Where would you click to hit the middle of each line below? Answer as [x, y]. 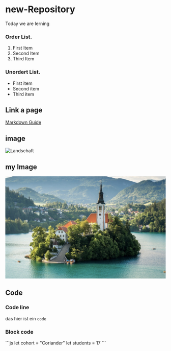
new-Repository [40, 9]
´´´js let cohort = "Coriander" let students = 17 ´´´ [56, 343]
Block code [19, 332]
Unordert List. [23, 72]
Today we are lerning [27, 24]
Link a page [24, 110]
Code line [17, 308]
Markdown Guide [23, 122]
